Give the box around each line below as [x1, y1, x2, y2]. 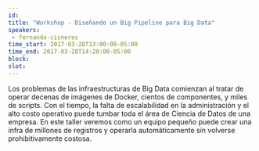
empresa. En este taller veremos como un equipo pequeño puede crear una [8, 117, 252, 126]
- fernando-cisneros [11, 33, 79, 41]
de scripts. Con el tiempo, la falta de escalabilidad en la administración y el [8, 100, 249, 110]
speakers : [8, 26, 41, 34]
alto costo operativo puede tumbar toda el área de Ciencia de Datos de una [8, 109, 251, 118]
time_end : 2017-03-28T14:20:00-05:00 [8, 48, 131, 56]
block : [8, 56, 30, 63]
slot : [8, 63, 26, 70]
